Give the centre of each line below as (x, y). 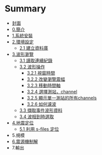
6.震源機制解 (25, 141)
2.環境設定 (23, 42)
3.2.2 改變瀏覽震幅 (46, 79)
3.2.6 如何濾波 (41, 104)
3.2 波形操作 (32, 67)
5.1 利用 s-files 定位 (39, 129)
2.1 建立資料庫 (34, 48)
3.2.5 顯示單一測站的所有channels (62, 98)
